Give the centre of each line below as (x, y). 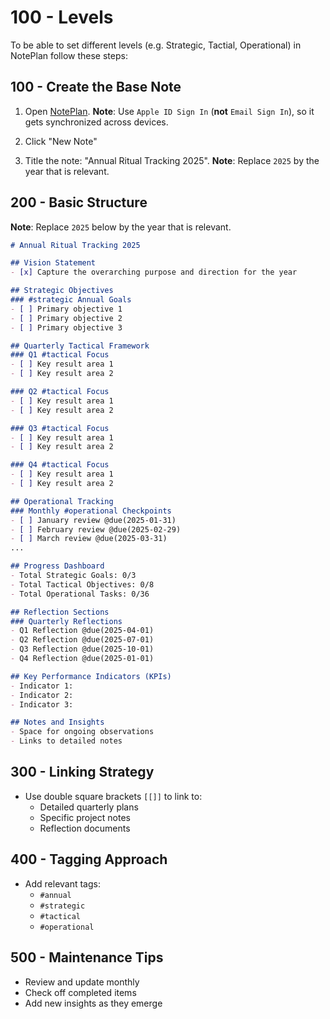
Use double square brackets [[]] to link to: (113, 796)
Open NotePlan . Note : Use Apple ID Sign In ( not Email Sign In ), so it (169, 111)
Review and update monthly (82, 982)
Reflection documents (85, 828)
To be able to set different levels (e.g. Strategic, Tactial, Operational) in (156, 45)
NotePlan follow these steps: (69, 55)
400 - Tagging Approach (89, 859)
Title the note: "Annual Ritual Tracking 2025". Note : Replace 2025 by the (172, 160)
